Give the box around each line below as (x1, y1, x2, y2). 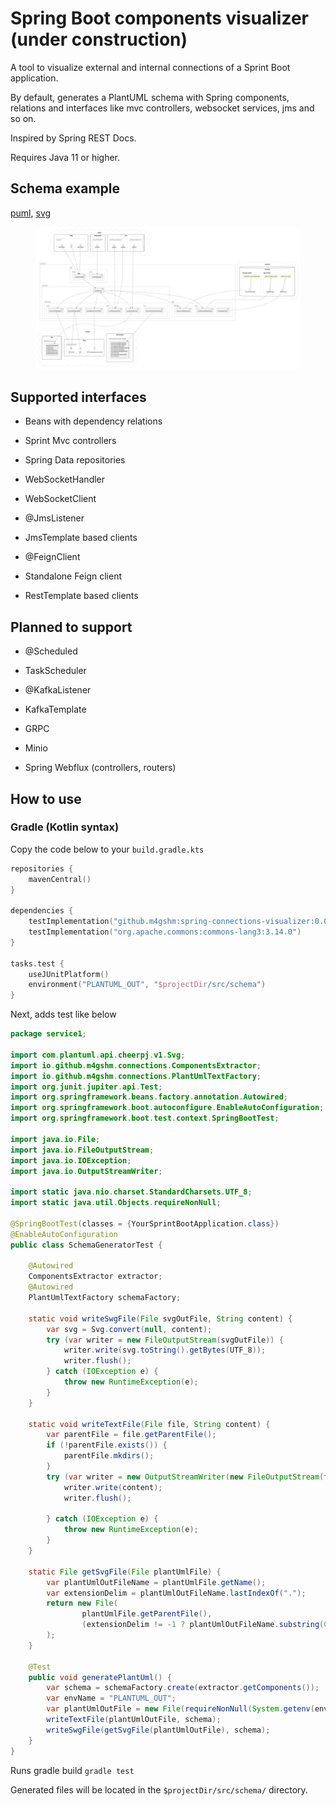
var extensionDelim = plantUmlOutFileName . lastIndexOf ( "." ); (46, 1588, 307, 1598)
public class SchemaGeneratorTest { (10, 1240, 163, 1250)
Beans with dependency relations (24, 415, 163, 427)
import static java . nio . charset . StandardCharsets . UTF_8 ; (10, 1187, 253, 1197)
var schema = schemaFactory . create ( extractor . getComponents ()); (46, 1683, 320, 1693)
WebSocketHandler (24, 473, 106, 486)
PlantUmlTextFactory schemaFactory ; (28, 1293, 182, 1303)
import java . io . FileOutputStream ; (10, 1145, 155, 1155)
